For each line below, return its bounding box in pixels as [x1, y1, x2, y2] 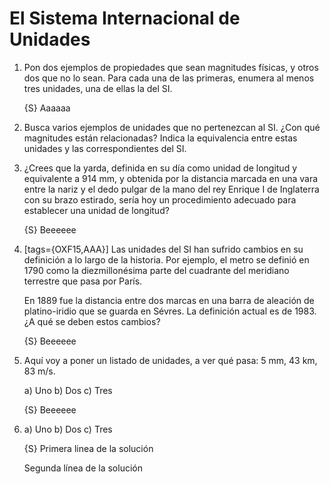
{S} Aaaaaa [23, 102, 71, 114]
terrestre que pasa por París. [23, 275, 143, 287]
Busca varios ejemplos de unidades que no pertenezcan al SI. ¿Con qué [23, 121, 321, 133]
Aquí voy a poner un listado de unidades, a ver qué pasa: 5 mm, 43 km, [23, 354, 318, 366]
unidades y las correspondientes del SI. [23, 142, 187, 154]
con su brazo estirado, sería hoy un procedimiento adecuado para [23, 193, 297, 206]
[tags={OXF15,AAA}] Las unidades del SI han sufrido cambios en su [23, 243, 304, 255]
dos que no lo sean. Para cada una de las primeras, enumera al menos [23, 72, 315, 84]
